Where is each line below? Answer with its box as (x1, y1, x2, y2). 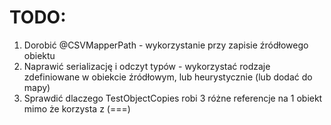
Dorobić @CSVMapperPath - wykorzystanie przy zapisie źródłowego (23, 39, 309, 51)
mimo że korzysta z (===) (23, 102, 131, 115)
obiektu (23, 49, 56, 61)
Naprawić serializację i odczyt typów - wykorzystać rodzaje (23, 60, 271, 72)
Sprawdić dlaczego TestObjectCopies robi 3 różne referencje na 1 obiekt (23, 92, 323, 104)
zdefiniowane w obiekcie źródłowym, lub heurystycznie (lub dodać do (23, 71, 313, 83)
